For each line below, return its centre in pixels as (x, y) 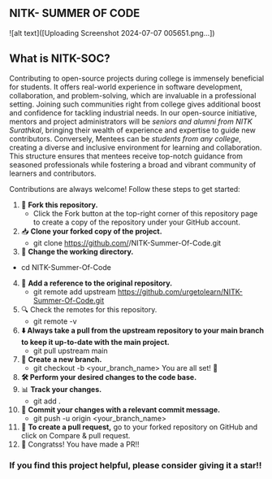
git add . (47, 401)
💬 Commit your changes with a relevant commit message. (121, 409)
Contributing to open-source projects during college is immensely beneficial (137, 78)
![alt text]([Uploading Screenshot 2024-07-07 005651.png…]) (112, 33)
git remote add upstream (74, 291)
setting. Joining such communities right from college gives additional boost (135, 104)
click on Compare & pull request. (76, 435)
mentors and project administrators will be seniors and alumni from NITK (131, 121)
